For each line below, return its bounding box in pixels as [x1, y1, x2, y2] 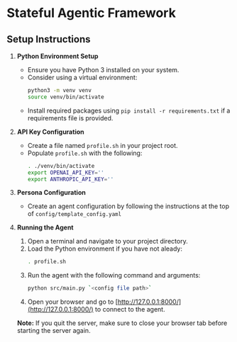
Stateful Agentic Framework [6, 5, 177, 21]
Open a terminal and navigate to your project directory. [27, 237, 189, 246]
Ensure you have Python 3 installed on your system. [27, 66, 180, 74]
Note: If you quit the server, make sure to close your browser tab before [16, 319, 228, 327]
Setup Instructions [6, 33, 91, 45]
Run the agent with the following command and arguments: [27, 271, 201, 280]
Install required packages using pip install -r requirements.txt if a [27, 106, 231, 115]
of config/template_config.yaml [27, 210, 122, 218]
